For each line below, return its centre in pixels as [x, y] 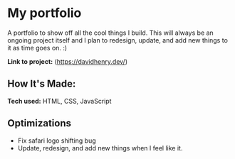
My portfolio [45, 13]
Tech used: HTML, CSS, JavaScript [59, 101]
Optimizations [39, 123]
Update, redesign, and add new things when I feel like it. [100, 148]
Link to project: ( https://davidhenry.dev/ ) [68, 61]
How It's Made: [42, 84]
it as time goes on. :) [37, 48]
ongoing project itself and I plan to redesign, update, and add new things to [117, 40]
